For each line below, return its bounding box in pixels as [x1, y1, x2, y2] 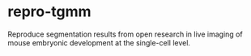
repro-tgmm [7, 2, 91, 21]
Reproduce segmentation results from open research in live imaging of [7, 29, 244, 39]
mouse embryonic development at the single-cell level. [7, 37, 191, 47]
